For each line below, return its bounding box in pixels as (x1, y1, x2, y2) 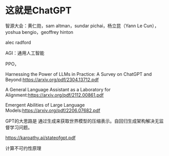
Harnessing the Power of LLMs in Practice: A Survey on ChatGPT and (5, 71, 152, 77)
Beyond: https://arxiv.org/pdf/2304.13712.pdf (5, 76, 99, 83)
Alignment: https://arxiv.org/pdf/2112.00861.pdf (5, 92, 104, 98)
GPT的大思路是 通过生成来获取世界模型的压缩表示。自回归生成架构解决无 (5, 118, 160, 124)
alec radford (5, 39, 31, 45)
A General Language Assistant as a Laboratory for (5, 86, 111, 92)
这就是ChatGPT (5, 5, 72, 16)
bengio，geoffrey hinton (22, 29, 73, 35)
